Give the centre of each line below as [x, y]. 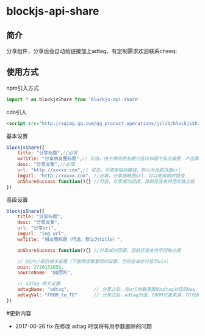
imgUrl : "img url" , [42, 234]
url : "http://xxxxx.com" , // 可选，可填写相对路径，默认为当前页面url [99, 170]
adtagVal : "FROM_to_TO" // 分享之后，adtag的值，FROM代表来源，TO [104, 295]
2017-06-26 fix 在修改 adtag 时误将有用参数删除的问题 [84, 326]
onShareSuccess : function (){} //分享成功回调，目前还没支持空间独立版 [99, 250]
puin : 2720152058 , [41, 267]
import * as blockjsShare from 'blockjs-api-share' [73, 99]
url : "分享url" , [37, 228]
